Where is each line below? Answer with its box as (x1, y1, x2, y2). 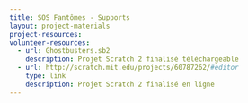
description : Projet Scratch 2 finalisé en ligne (25, 80, 216, 89)
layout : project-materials (9, 21, 111, 30)
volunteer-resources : (9, 38, 91, 47)
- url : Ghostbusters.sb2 (17, 47, 111, 56)
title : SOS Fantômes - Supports (9, 13, 130, 22)
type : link (25, 72, 66, 81)
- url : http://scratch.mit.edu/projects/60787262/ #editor (17, 64, 240, 73)
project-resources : (9, 30, 83, 39)
